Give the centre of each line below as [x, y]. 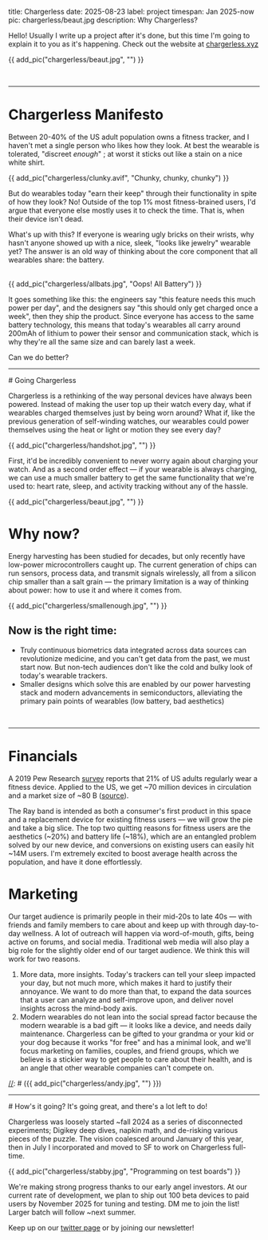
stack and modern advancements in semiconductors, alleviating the [131, 692]
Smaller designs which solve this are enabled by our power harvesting [135, 684]
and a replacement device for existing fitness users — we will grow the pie [130, 819]
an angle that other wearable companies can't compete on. [117, 1067]
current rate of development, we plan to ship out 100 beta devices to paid [129, 1195]
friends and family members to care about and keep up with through [120, 925]
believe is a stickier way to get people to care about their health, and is [136, 1059]
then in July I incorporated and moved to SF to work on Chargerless [120, 1147]
